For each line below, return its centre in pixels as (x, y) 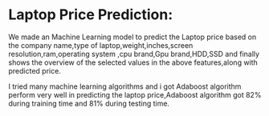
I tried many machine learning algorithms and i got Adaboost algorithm (125, 86)
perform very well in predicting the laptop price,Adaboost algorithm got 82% (135, 94)
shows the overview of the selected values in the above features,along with (133, 62)
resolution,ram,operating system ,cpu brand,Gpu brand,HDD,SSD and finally (134, 54)
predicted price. (35, 70)
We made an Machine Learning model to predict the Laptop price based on (132, 37)
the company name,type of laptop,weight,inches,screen (101, 45)
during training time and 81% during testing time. (89, 103)
